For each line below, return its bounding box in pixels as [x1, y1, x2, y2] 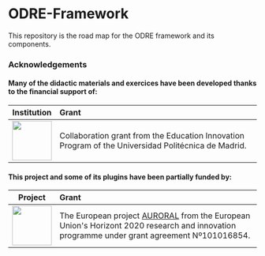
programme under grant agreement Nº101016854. [59, 230, 251, 241]
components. [8, 39, 51, 48]
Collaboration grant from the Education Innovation [59, 130, 244, 141]
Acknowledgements [8, 58, 88, 70]
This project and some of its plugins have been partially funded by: [8, 171, 233, 182]
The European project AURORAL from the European [59, 210, 251, 221]
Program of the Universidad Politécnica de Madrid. [59, 140, 247, 151]
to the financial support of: [8, 87, 98, 96]
